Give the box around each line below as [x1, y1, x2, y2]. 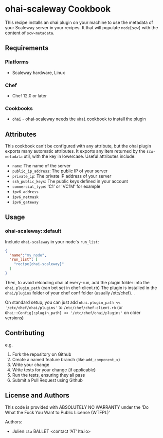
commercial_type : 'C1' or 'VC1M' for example [12, 183, 101, 189]
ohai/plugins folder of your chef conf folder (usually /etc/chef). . [5, 290, 135, 295]
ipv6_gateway [12, 200, 39, 205]
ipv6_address [12, 190, 39, 195]
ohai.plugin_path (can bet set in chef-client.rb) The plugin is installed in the [5, 285, 157, 291]
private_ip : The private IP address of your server [12, 173, 111, 179]
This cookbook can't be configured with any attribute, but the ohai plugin [5, 143, 152, 149]
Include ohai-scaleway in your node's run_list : [5, 238, 99, 244]
